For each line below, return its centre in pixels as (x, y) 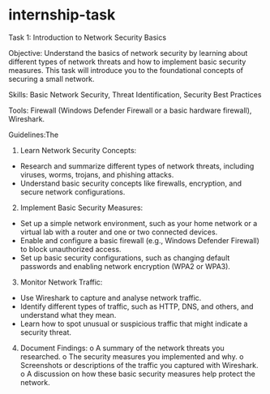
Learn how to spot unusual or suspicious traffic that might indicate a (134, 323)
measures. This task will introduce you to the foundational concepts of (126, 70)
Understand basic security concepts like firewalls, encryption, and (131, 183)
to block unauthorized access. (71, 249)
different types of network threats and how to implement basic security (127, 62)
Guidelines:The (34, 135)
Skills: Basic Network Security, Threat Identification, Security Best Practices (135, 94)
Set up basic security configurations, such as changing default (125, 258)
